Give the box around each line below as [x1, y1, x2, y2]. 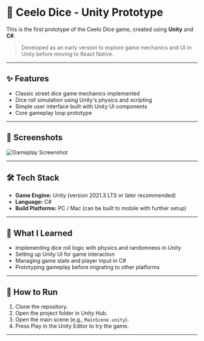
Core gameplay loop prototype [15, 109, 92, 116]
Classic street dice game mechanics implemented [15, 89, 140, 97]
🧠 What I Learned [6, 228, 73, 238]
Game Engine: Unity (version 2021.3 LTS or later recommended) [15, 191, 176, 199]
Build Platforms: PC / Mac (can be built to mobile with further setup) [15, 205, 187, 212]
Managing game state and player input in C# [15, 257, 126, 264]
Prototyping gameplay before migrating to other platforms [15, 264, 160, 271]
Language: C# [15, 198, 52, 205]
